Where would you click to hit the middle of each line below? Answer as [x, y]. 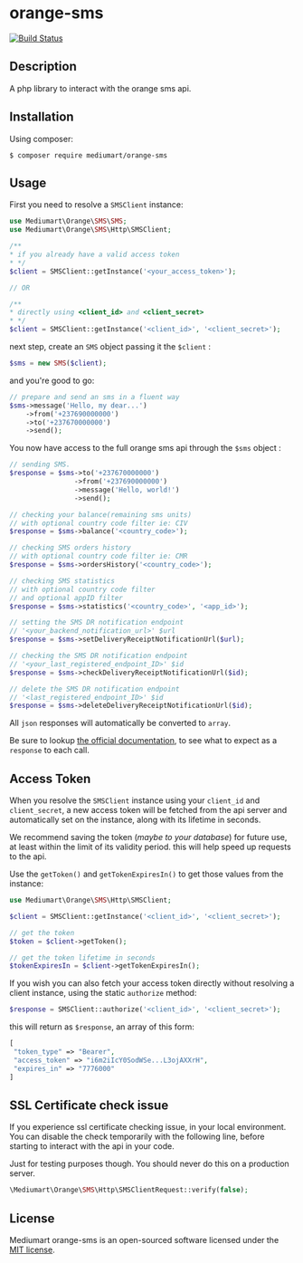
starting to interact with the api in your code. [92, 1146]
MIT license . [33, 1250]
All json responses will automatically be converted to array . [120, 723]
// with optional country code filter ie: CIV [99, 523]
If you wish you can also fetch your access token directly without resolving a [152, 983]
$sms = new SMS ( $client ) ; [58, 363]
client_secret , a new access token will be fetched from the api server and [148, 810]
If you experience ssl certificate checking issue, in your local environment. [148, 1127]
